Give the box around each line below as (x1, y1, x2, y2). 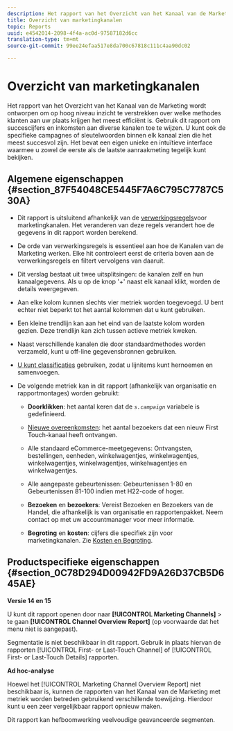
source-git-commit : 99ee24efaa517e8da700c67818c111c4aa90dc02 (7, 42, 191, 49)
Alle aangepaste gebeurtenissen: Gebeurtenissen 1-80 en (27, 479, 193, 488)
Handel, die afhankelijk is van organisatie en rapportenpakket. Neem (27, 508, 223, 516)
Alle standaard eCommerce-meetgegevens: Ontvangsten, (27, 444, 193, 452)
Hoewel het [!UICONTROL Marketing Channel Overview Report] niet (7, 680, 201, 688)
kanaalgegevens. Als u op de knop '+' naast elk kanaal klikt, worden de (17, 277, 221, 286)
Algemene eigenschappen (7, 173, 123, 185)
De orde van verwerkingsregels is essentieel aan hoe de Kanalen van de (17, 241, 224, 250)
